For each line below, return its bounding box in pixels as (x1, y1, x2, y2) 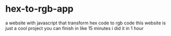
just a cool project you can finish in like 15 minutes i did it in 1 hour (5, 25, 144, 31)
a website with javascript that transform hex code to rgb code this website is (5, 20, 166, 26)
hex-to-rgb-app (5, 3, 74, 15)
